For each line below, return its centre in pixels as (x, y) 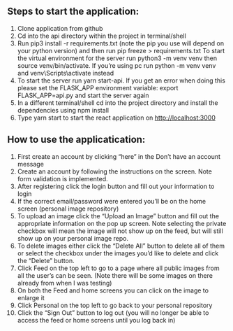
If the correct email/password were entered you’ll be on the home (112, 201)
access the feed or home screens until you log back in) (96, 320)
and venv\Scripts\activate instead (66, 73)
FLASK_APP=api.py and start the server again (83, 95)
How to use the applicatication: (76, 140)
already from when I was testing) (65, 283)
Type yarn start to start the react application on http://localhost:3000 (116, 118)
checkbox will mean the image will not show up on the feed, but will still (120, 231)
